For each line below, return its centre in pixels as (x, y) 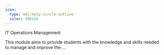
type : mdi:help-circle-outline (42, 14)
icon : (11, 10)
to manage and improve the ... (35, 48)
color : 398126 (24, 19)
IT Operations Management (33, 33)
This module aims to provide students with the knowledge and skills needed (82, 42)
